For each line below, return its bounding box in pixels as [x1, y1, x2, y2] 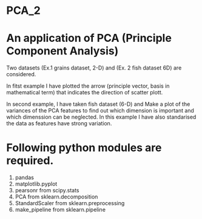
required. [6, 154, 54, 168]
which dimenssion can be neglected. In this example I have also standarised [6, 113, 197, 121]
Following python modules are [6, 141, 162, 155]
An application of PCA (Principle [6, 31, 172, 45]
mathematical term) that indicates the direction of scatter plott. [6, 89, 163, 96]
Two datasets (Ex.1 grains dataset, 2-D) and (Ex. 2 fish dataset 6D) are [6, 64, 182, 71]
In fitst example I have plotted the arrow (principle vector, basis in [6, 82, 170, 90]
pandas [15, 174, 35, 181]
